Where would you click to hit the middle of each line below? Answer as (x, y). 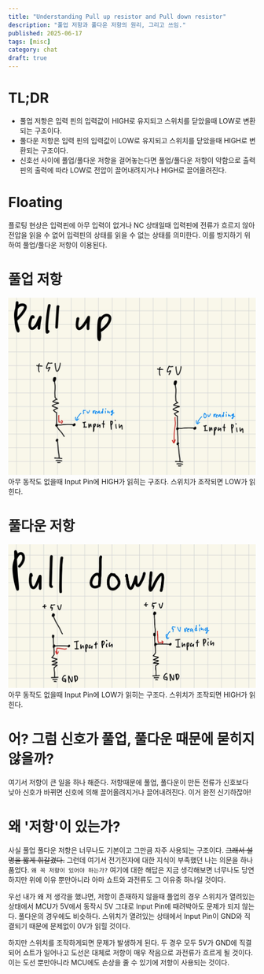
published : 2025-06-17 (45, 33)
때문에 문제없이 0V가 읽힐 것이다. (80, 926)
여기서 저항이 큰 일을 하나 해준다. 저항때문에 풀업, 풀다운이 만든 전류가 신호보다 (128, 783)
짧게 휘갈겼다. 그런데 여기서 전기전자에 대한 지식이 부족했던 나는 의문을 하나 (138, 860)
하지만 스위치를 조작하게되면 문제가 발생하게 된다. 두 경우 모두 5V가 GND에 (123, 943)
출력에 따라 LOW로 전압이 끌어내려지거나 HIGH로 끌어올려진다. (130, 170)
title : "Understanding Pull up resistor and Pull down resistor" (117, 17)
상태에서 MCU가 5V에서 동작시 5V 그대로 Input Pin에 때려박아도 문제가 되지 (124, 906)
